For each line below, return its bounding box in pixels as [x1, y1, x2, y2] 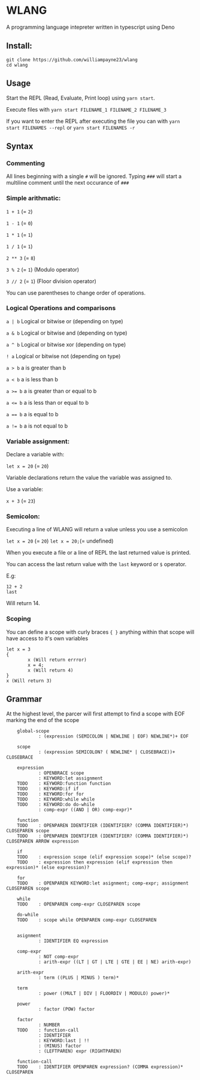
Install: [6, 41, 33, 51]
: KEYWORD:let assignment [38, 775, 103, 781]
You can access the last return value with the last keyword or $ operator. [6, 561, 187, 568]
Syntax [6, 141, 34, 151]
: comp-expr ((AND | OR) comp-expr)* [38, 807, 133, 813]
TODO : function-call [17, 1027, 79, 1033]
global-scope [17, 728, 50, 734]
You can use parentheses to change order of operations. [6, 289, 146, 296]
